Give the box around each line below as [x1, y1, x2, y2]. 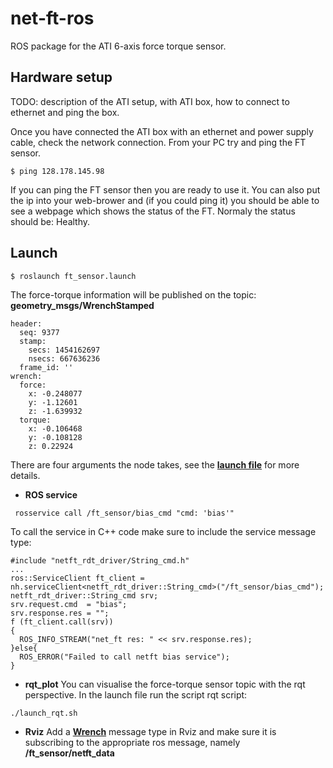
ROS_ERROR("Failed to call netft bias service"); [19, 652, 230, 662]
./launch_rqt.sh [10, 708, 78, 718]
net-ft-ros [10, 7, 95, 30]
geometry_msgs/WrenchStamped [10, 299, 155, 311]
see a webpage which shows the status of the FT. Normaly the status [10, 205, 296, 217]
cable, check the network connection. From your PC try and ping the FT [10, 136, 307, 148]
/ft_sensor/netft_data [24, 747, 115, 759]
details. [10, 469, 41, 481]
